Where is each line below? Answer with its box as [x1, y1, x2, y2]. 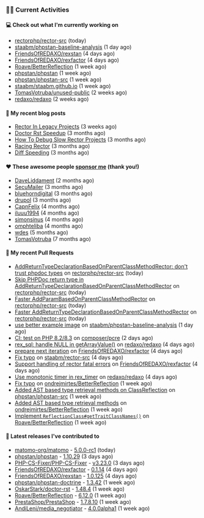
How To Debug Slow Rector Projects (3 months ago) [14, 136, 146, 143]
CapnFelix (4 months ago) [14, 202, 80, 210]
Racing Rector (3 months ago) [14, 142, 90, 150]
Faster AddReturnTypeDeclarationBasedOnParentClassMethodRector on [14, 308, 197, 316]
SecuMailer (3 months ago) [14, 183, 84, 190]
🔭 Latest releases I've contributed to [5, 432, 100, 440]
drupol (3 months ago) [14, 196, 71, 204]
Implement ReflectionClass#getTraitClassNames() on [14, 412, 150, 420]
